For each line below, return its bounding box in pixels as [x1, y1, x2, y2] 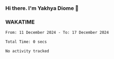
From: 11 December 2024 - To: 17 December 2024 [5, 30, 109, 35]
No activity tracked [5, 48, 50, 53]
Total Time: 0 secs [5, 40, 47, 45]
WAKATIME [5, 18, 35, 25]
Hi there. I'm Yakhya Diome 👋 [5, 5, 79, 12]
